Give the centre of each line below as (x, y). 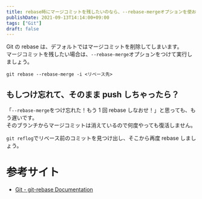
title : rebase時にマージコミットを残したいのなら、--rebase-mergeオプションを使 (99, 12)
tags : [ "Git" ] (24, 23)
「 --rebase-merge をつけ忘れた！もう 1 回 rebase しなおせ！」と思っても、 (98, 110)
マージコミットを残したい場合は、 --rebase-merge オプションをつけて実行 (97, 54)
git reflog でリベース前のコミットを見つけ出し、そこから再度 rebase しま (99, 138)
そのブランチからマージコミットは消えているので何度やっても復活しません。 (101, 125)
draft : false (23, 29)
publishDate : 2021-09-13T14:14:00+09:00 (58, 18)
